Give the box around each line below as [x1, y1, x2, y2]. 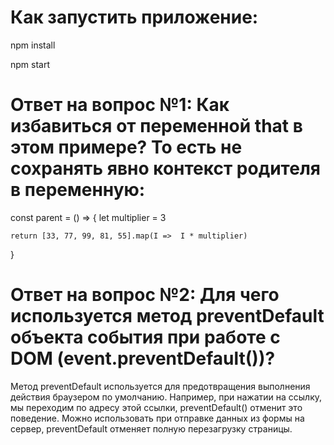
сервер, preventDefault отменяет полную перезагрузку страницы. [10, 422, 293, 435]
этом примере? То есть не [10, 136, 243, 159]
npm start [10, 58, 51, 70]
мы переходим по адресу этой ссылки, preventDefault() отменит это [10, 401, 303, 413]
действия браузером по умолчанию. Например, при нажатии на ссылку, [10, 391, 323, 403]
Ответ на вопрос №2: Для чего [10, 284, 280, 306]
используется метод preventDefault [10, 305, 325, 328]
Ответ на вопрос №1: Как [10, 94, 230, 116]
